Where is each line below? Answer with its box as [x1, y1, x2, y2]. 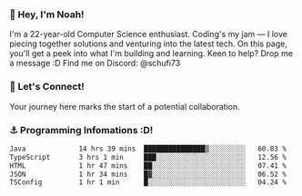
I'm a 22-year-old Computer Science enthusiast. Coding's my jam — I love [9, 29, 288, 40]
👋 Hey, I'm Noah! [9, 8, 85, 21]
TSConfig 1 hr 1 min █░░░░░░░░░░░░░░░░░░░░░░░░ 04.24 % [9, 178, 287, 187]
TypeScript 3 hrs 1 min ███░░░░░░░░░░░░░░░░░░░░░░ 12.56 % [9, 152, 287, 162]
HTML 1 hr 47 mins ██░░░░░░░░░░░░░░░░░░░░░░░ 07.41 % [9, 161, 287, 171]
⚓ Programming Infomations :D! [9, 123, 154, 136]
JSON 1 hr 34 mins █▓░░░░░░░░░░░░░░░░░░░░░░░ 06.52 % [9, 170, 287, 179]
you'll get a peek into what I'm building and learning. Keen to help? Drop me [9, 48, 294, 59]
